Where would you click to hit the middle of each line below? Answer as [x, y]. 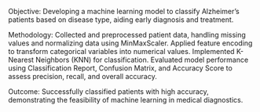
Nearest [21, 60]
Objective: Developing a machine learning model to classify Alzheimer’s [124, 11]
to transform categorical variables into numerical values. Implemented [121, 51]
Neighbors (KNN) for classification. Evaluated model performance [142, 60]
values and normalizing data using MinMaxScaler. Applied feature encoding [130, 43]
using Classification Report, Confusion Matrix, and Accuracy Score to [121, 68]
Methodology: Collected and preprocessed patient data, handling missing [127, 35]
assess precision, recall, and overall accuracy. [82, 76]
